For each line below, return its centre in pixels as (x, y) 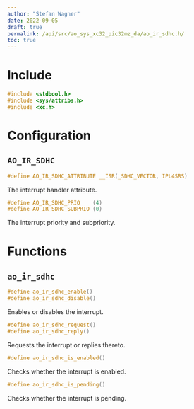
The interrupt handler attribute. (52, 190)
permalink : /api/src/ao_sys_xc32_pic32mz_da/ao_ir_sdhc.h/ (96, 34)
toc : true (22, 40)
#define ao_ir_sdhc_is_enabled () (56, 358)
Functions (37, 251)
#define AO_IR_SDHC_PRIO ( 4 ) (55, 202)
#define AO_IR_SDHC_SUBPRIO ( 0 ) (55, 209)
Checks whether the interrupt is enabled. (67, 371)
